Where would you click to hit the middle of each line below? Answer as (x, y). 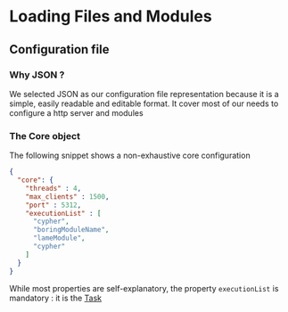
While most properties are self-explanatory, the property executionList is (144, 288)
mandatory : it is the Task (56, 298)
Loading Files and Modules (111, 16)
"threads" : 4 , (53, 188)
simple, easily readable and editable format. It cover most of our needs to (144, 103)
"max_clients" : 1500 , (67, 197)
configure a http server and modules (77, 112)
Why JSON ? (37, 75)
